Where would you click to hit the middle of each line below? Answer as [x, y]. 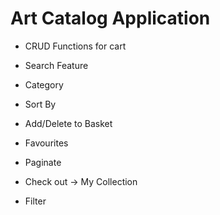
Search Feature [56, 65]
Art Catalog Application [110, 18]
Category [44, 84]
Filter [35, 201]
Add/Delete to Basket [68, 123]
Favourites [46, 143]
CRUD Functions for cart [75, 46]
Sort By [40, 104]
